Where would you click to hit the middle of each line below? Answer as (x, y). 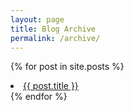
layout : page (37, 19)
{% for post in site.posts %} (67, 67)
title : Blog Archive (53, 29)
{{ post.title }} (51, 86)
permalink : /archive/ (55, 38)
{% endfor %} (39, 97)
